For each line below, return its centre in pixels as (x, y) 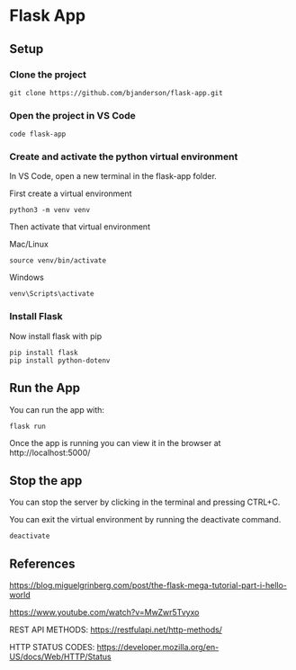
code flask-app (38, 134)
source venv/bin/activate (58, 261)
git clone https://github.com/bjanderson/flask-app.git (116, 93)
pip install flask (44, 353)
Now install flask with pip (55, 336)
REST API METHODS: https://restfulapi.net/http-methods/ (116, 630)
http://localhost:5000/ (50, 452)
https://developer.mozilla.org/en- (158, 648)
